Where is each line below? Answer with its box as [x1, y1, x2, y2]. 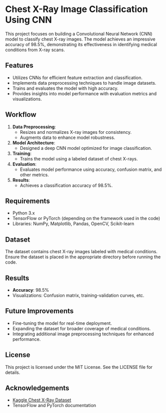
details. [5, 369, 20, 375]
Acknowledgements [5, 384, 69, 392]
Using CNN [5, 14, 52, 26]
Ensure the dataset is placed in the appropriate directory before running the [5, 254, 161, 260]
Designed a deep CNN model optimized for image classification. [19, 145, 152, 151]
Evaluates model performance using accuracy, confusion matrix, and [19, 166, 162, 172]
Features [5, 61, 33, 70]
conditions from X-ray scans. [5, 47, 65, 53]
